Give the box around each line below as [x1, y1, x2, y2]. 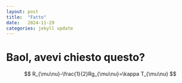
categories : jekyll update [6, 25, 73, 31]
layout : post [6, 8, 39, 15]
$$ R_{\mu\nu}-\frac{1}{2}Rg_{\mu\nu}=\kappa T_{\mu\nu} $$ [23, 71, 177, 78]
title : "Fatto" [6, 14, 47, 20]
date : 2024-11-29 [6, 20, 55, 25]
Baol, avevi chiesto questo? [6, 51, 145, 64]
